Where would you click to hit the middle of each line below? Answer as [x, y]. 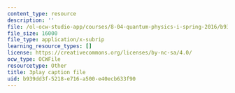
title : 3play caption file [47, 72]
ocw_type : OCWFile [34, 59]
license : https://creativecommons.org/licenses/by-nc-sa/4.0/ [100, 53]
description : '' [31, 20]
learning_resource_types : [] [50, 46]
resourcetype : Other [37, 66]
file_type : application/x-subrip [56, 40]
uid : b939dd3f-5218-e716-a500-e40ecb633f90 [72, 79]
